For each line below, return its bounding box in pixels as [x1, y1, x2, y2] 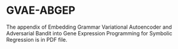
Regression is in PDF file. [6, 36, 67, 43]
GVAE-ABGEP [6, 4, 76, 17]
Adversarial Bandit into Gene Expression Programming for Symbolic [6, 29, 173, 36]
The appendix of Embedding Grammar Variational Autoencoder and [6, 23, 172, 30]
